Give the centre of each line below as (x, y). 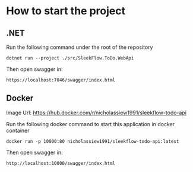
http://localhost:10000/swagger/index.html (61, 163)
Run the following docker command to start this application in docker (91, 124)
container (18, 130)
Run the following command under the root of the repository (80, 47)
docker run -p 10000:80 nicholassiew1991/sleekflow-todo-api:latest (93, 141)
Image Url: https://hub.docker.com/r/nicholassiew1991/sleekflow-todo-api (96, 112)
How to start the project (66, 11)
